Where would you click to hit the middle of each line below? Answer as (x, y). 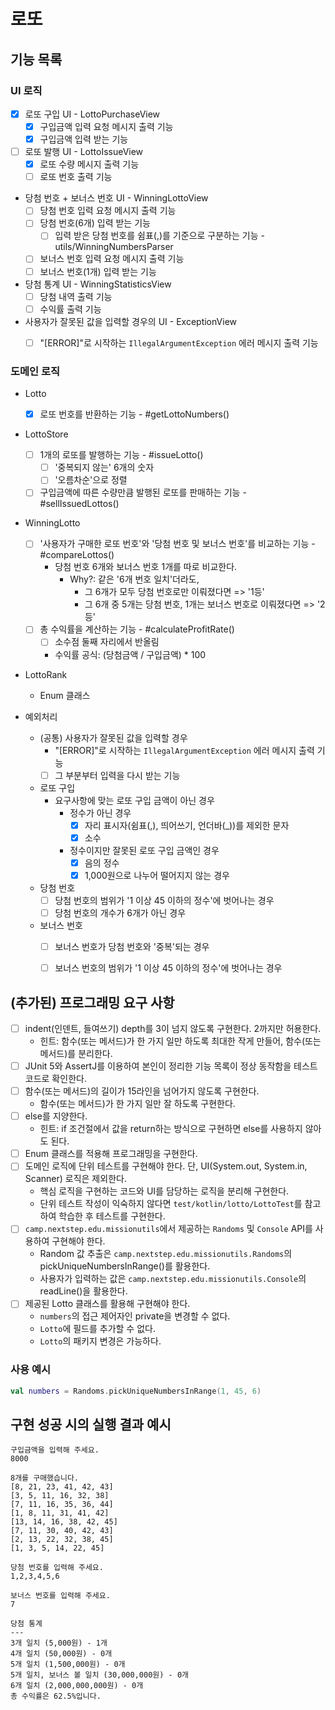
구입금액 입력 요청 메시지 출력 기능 (106, 126)
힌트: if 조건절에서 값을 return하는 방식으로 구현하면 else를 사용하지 (171, 1129)
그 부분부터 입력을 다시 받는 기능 (117, 775)
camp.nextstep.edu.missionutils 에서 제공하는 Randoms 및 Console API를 (168, 1229)
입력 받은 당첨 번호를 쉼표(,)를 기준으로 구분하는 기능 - (159, 236)
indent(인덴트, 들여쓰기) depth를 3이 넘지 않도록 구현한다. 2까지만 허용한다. (173, 1028)
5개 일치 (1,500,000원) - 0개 (68, 1665)
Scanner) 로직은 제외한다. (75, 1179)
